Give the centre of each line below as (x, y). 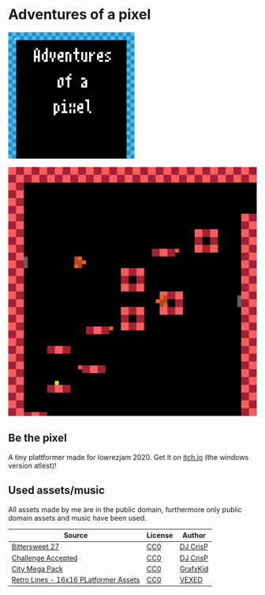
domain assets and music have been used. (78, 518)
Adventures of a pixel (80, 15)
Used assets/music (56, 490)
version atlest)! (32, 465)
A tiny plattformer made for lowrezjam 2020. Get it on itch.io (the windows (129, 457)
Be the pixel (37, 438)
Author (194, 536)
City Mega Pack (37, 569)
